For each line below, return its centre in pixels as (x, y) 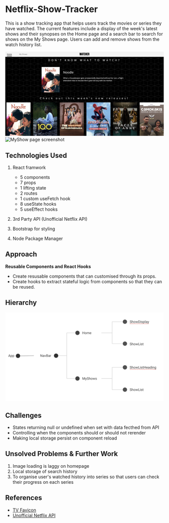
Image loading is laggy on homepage (51, 466)
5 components (35, 177)
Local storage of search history (45, 471)
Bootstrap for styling (34, 229)
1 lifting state (33, 188)
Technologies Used (36, 155)
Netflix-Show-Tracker (52, 9)
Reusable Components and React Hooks (48, 266)
